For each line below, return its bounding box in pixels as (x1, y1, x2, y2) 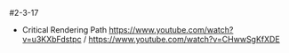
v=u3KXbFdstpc (21, 34, 82, 44)
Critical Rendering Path (21, 25, 108, 34)
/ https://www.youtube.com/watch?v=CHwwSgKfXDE (83, 34, 280, 44)
